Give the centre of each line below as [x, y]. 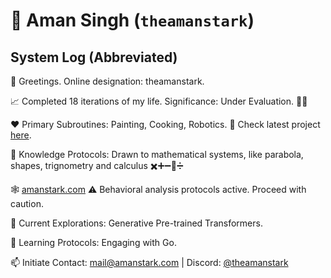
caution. [27, 203]
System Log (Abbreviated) [94, 57]
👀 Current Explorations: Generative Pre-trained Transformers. [136, 223]
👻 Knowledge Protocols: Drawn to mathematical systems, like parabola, [157, 154]
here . [21, 135]
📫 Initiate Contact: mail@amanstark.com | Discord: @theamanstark [149, 262]
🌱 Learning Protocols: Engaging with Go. [93, 242]
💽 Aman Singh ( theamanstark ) [132, 20]
